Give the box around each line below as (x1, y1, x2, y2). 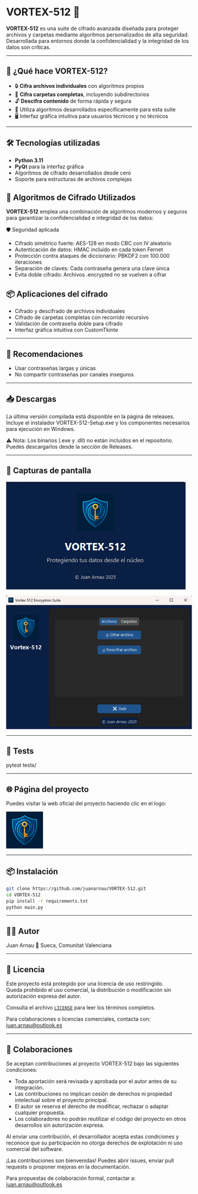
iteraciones (14, 259, 42, 266)
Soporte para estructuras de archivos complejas (14, 175, 132, 182)
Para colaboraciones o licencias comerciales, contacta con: (6, 1015, 151, 1022)
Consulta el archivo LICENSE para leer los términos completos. (6, 1004, 156, 1011)
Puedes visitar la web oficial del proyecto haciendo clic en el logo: (6, 800, 167, 807)
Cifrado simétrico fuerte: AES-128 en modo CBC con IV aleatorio (14, 240, 172, 247)
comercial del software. (6, 1145, 64, 1152)
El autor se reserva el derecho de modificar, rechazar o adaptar (14, 1103, 169, 1110)
